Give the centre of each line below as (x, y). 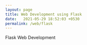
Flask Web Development (30, 38)
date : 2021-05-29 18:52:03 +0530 (42, 19)
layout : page (19, 10)
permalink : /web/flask (29, 23)
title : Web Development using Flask (43, 14)
